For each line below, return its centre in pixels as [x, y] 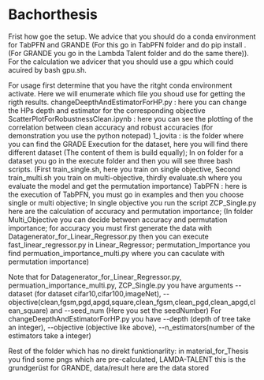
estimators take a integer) [50, 335]
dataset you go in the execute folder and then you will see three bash [121, 160]
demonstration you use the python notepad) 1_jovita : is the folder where [126, 135]
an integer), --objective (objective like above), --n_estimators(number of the [132, 327]
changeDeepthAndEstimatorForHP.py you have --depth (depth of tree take [129, 318]
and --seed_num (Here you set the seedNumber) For [136, 310]
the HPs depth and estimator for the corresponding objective [107, 110]
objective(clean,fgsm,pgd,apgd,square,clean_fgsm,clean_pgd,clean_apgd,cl [132, 302]
